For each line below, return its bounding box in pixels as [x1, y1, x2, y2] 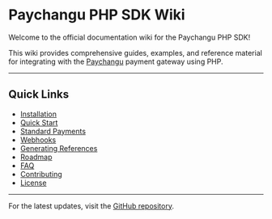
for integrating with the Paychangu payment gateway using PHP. [8, 57, 224, 66]
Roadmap [19, 152, 53, 162]
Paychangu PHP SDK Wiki [8, 6, 185, 24]
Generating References [19, 143, 98, 153]
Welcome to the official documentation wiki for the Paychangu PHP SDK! [8, 32, 251, 42]
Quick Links [8, 87, 70, 102]
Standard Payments [19, 126, 87, 136]
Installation [19, 109, 57, 119]
